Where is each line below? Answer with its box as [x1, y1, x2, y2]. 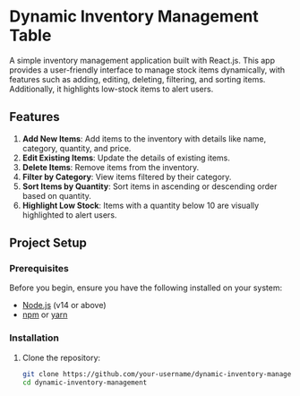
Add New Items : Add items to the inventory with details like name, [21, 133, 267, 144]
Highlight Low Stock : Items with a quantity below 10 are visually [21, 200, 260, 211]
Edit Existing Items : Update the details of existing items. [21, 152, 230, 163]
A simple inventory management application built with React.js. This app [9, 55, 276, 65]
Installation [9, 331, 60, 344]
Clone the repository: [21, 352, 101, 363]
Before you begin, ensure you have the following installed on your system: [9, 282, 283, 293]
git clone [21, 369, 60, 378]
